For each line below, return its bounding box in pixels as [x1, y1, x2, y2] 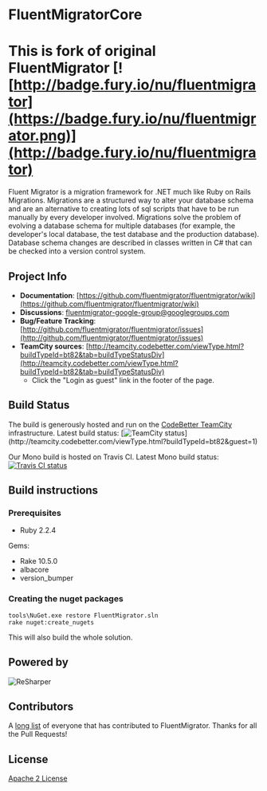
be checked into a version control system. [8, 246, 146, 256]
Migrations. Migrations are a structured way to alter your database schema [8, 195, 253, 205]
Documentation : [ [19, 290, 80, 300]
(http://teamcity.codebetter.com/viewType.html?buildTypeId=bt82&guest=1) [8, 436, 258, 446]
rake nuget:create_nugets [8, 618, 94, 627]
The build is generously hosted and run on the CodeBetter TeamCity [8, 419, 233, 429]
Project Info [8, 270, 68, 283]
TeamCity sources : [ [19, 341, 89, 351]
